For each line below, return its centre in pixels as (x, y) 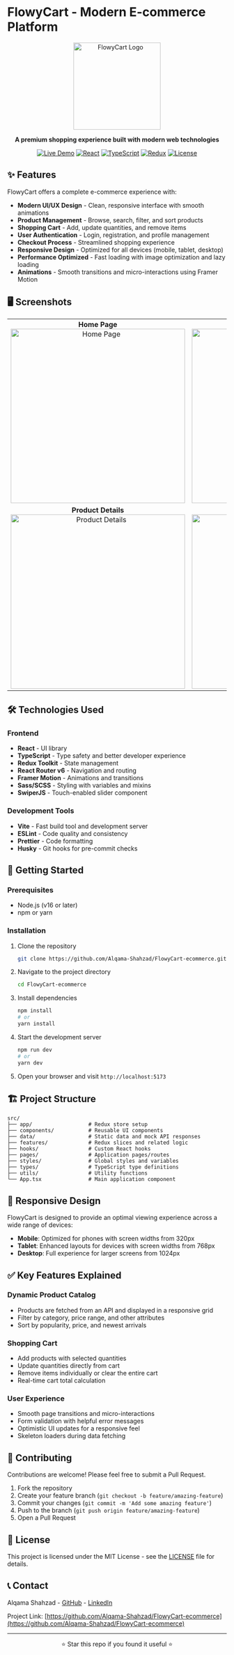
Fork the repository (45, 1488)
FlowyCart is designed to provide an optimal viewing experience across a (112, 1218)
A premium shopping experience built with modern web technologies (117, 139)
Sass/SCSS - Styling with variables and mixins (84, 786)
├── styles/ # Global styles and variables (93, 1161)
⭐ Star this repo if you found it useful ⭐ (117, 1644)
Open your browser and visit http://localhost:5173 (92, 1076)
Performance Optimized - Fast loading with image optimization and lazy (121, 257)
